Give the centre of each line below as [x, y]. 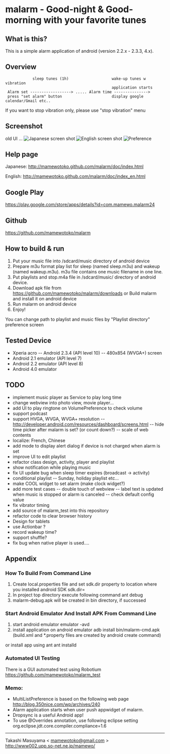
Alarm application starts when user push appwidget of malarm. [78, 710]
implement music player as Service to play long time [67, 397]
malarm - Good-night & [55, 9]
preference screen [25, 324]
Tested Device [28, 341]
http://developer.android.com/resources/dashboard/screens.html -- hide [88, 424]
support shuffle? [30, 537]
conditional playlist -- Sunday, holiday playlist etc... [66, 478]
